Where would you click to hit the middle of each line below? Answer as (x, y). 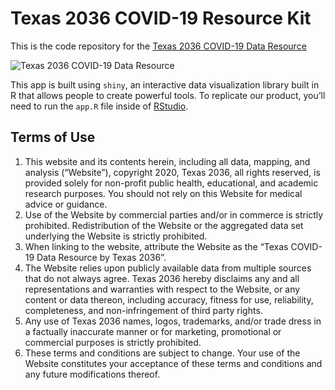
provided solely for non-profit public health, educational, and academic (171, 183)
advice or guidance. (66, 204)
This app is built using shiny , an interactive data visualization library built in (165, 84)
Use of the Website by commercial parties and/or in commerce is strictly (174, 214)
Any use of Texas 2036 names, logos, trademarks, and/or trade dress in (173, 321)
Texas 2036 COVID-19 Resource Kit (161, 18)
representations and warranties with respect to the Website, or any (162, 289)
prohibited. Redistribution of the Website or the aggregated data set (164, 225)
